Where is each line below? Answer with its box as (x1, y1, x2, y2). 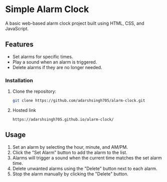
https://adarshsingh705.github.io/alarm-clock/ (12, 117, 114, 122)
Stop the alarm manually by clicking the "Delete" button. (12, 170, 129, 177)
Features (5, 40, 34, 49)
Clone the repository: (12, 88, 57, 94)
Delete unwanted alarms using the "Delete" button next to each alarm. (12, 165, 157, 171)
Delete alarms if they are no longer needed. (12, 64, 102, 70)
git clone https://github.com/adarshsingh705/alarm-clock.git (12, 98, 145, 103)
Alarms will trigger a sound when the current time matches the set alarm (12, 155, 162, 161)
